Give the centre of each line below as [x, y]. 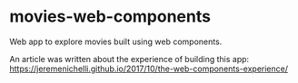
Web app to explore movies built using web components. [116, 41]
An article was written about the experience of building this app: [129, 59]
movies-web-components [110, 17]
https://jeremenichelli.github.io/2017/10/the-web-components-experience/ [149, 69]
